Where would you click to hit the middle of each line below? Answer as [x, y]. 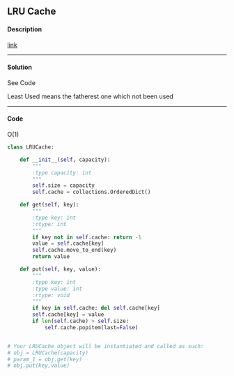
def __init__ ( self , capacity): [65, 160]
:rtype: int [50, 224]
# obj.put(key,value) [39, 366]
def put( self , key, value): [60, 269]
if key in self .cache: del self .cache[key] [96, 308]
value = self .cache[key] [68, 243]
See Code [22, 82]
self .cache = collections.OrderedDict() [92, 192]
